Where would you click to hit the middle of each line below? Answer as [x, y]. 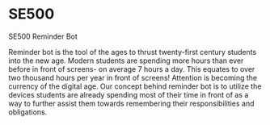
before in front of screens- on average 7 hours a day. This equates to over [132, 69]
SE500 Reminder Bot [43, 36]
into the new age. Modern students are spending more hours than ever [126, 60]
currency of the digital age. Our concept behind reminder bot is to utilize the [135, 86]
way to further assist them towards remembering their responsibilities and [131, 103]
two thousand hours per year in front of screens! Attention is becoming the [133, 77]
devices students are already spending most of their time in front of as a [129, 94]
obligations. [28, 112]
